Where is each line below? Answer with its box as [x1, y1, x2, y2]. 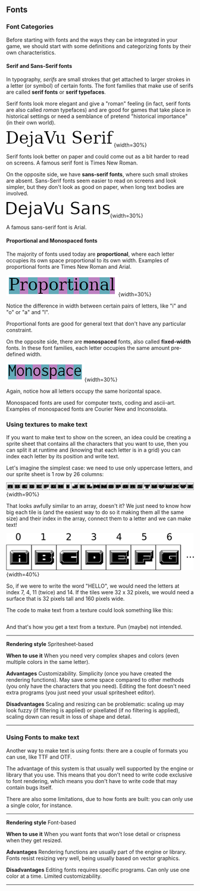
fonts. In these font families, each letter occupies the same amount [6, 344, 170, 352]
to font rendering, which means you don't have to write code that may [6, 777, 177, 784]
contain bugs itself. [6, 784, 53, 791]
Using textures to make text [6, 420, 88, 429]
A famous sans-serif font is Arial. [6, 223, 87, 231]
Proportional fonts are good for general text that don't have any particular [6, 320, 186, 327]
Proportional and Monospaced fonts [6, 237, 98, 244]
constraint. [6, 327, 33, 334]
